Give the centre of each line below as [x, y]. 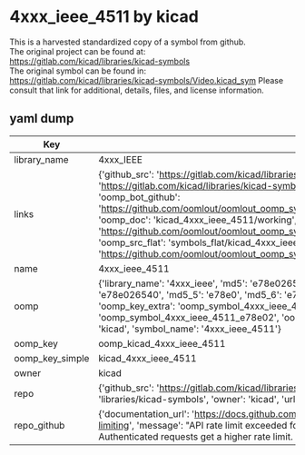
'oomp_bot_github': [139, 197]
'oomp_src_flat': [132, 242]
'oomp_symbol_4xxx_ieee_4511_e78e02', [189, 317]
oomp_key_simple [52, 358]
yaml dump [42, 119]
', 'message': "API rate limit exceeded [208, 425]
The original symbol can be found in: [78, 71]
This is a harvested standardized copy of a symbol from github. [128, 42]
